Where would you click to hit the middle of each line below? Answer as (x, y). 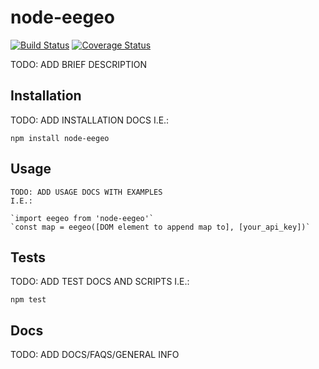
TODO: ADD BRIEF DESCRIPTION (78, 64)
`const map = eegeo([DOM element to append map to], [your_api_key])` (160, 227)
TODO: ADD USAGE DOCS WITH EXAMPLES (86, 192)
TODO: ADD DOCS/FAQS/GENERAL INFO (95, 355)
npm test (28, 300)
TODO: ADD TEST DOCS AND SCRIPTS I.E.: (100, 282)
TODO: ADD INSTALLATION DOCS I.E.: (90, 120)
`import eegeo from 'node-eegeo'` (82, 218)
